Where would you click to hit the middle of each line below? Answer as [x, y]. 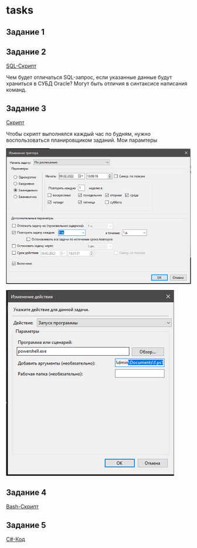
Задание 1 [26, 32]
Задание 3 [26, 108]
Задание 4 [26, 492]
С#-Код [16, 539]
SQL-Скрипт [21, 66]
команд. [16, 90]
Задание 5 [26, 525]
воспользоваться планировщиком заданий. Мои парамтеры [82, 140]
